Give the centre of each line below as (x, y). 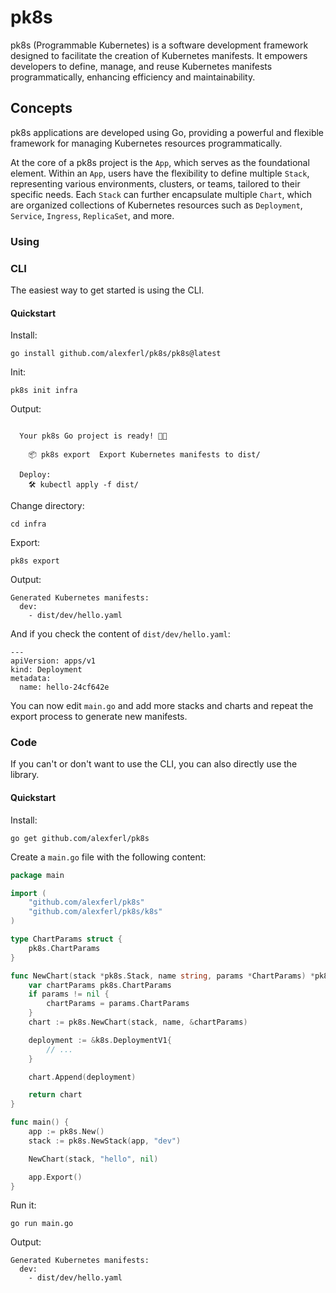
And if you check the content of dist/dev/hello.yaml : (120, 634)
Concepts (41, 108)
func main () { (40, 1122)
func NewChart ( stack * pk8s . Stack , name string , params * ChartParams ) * (162, 976)
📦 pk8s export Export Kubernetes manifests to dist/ (144, 455)
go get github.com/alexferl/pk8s (80, 838)
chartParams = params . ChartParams (118, 1004)
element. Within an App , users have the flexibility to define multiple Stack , (160, 173)
